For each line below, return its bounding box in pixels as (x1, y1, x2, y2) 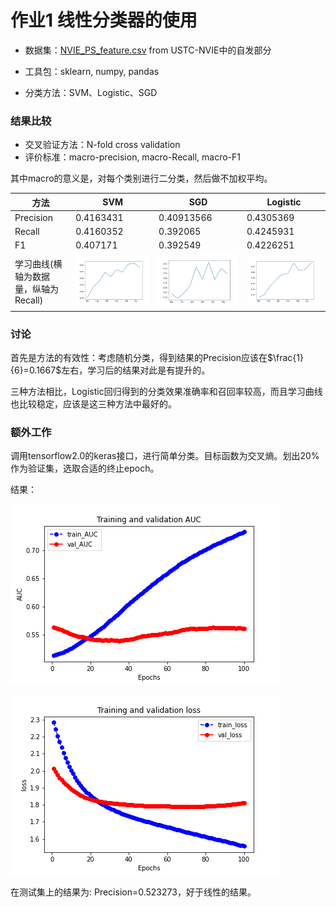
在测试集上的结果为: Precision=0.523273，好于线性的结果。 (10, 886, 257, 898)
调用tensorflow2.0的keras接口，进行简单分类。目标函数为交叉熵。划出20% (10, 450, 320, 462)
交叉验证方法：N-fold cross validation (24, 139, 181, 151)
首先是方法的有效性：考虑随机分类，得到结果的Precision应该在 (10, 352, 268, 364)
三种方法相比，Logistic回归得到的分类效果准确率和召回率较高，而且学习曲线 (10, 386, 323, 398)
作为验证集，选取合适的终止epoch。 (10, 462, 160, 475)
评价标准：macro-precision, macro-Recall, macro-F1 (24, 151, 242, 163)
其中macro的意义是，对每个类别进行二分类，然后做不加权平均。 (10, 172, 273, 185)
